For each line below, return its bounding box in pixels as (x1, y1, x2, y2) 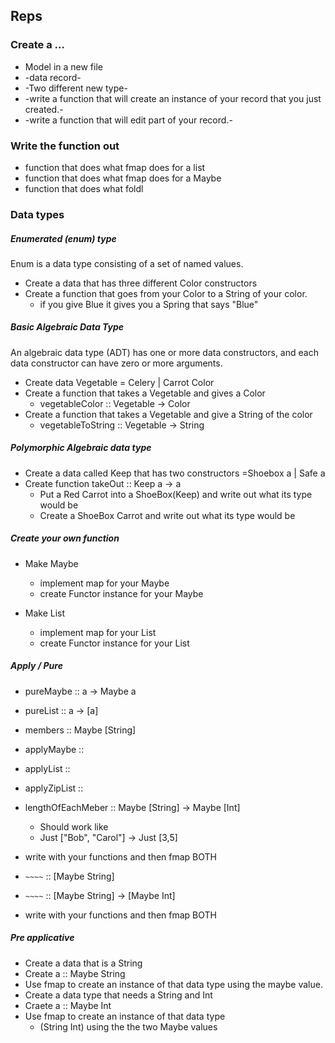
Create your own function (10, 532, 120, 544)
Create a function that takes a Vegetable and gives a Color (24, 387, 266, 399)
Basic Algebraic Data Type (10, 321, 125, 333)
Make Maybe (24, 557, 79, 569)
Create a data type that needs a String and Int (24, 989, 213, 1001)
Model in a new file (24, 60, 103, 73)
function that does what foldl (24, 182, 144, 194)
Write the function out (10, 139, 120, 153)
